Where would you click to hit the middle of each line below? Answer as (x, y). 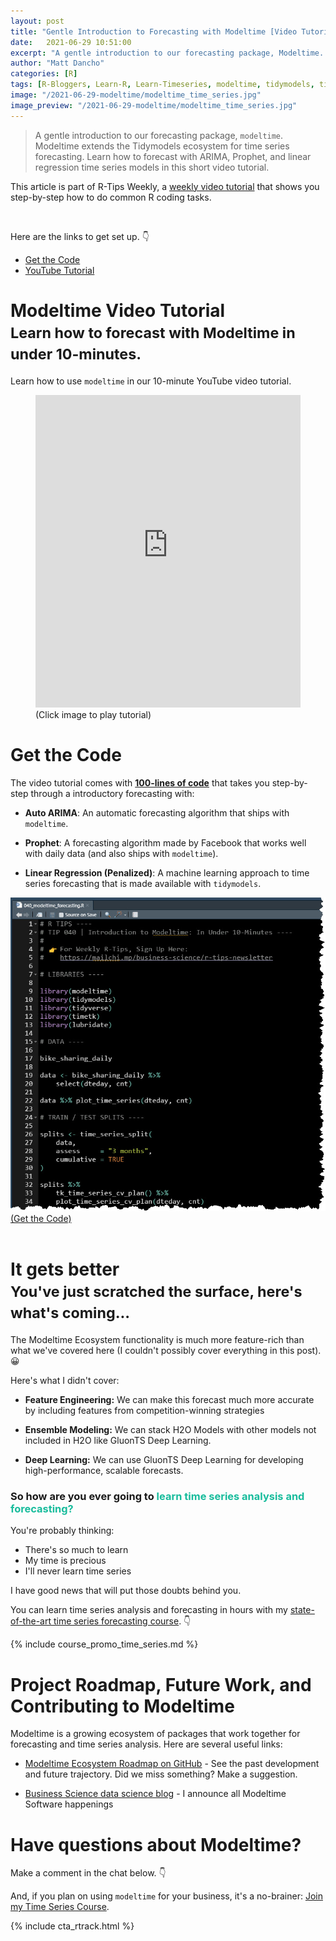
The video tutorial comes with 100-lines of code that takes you (140, 782)
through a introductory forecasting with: (112, 793)
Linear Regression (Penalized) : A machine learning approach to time (167, 872)
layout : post (37, 21)
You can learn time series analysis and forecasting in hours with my (149, 1610)
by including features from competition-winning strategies (144, 1411)
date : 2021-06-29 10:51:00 (71, 42)
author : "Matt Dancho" (57, 63)
